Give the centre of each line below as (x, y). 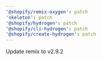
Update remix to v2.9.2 (35, 51)
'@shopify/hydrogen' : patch (42, 23)
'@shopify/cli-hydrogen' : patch (47, 29)
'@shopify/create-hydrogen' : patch (51, 34)
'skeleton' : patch (29, 18)
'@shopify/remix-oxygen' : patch (47, 12)
